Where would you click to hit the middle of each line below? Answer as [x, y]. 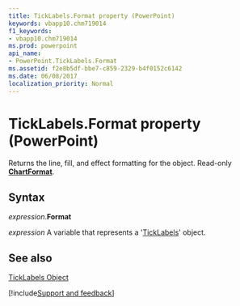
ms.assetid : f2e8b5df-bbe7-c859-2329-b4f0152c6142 [95, 69]
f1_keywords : [30, 31]
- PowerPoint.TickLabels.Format [63, 62]
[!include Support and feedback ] [61, 293]
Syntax [27, 197]
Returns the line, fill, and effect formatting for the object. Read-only [120, 164]
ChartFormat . [32, 172]
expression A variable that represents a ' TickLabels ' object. [107, 232]
